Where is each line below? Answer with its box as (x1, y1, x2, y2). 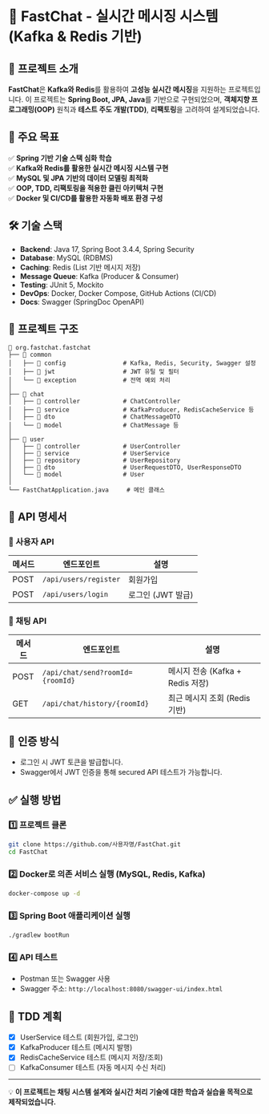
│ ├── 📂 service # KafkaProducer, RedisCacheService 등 (8, 406, 255, 414)
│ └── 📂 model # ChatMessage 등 (8, 422, 179, 430)
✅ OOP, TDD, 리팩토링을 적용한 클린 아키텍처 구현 (8, 183, 164, 192)
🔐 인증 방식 (8, 735, 60, 748)
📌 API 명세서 (8, 510, 67, 524)
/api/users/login (42, 590, 109, 599)
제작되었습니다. (8, 1097, 56, 1107)
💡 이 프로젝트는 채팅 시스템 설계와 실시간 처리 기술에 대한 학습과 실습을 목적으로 (8, 1088, 254, 1097)
